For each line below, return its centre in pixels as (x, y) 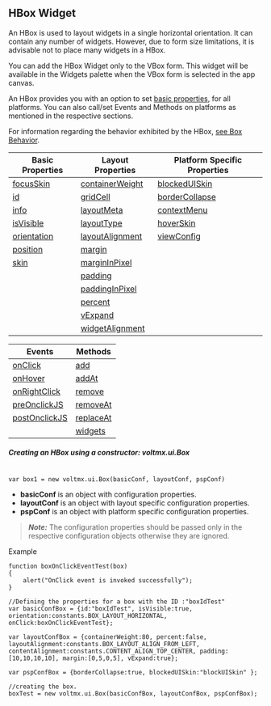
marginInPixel (106, 262)
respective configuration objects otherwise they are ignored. (129, 535)
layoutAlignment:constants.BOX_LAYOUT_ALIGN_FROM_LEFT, (104, 644)
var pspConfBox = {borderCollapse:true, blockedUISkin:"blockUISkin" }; (133, 672)
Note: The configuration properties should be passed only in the (135, 527)
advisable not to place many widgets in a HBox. (87, 50)
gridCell (95, 197)
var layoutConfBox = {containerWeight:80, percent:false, (108, 637)
